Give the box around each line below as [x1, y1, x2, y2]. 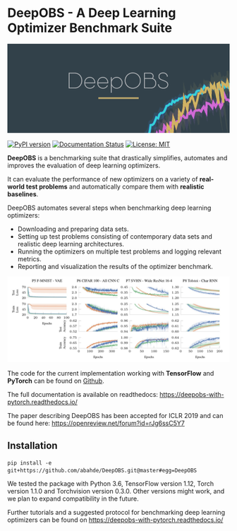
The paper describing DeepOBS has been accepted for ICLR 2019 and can [7, 412, 224, 420]
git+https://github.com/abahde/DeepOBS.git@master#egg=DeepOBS [7, 467, 197, 475]
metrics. [17, 254, 42, 263]
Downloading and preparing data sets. [17, 225, 129, 233]
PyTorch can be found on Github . [7, 376, 104, 386]
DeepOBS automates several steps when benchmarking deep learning [7, 203, 212, 212]
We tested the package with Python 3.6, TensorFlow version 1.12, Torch [7, 479, 214, 488]
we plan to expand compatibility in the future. [7, 494, 139, 503]
